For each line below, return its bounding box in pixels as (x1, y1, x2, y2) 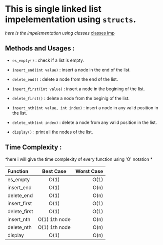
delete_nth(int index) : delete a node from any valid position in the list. (12, 119, 157, 125)
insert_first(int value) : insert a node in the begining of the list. (12, 86, 145, 92)
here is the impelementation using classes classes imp (5, 30, 115, 36)
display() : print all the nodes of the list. (12, 129, 93, 135)
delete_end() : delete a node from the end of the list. (12, 76, 118, 82)
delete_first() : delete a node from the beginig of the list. (12, 95, 130, 101)
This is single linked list (5, 3, 102, 15)
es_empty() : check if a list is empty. (12, 57, 84, 63)
